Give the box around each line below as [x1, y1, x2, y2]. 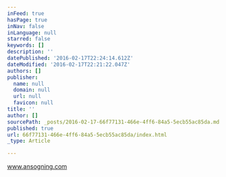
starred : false [7, 36, 51, 43]
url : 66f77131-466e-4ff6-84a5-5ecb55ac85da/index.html [7, 131, 168, 138]
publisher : [7, 73, 38, 81]
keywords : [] [7, 42, 45, 49]
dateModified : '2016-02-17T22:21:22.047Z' [7, 61, 131, 68]
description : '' [7, 49, 54, 56]
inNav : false [7, 23, 45, 29]
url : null [13, 93, 41, 100]
